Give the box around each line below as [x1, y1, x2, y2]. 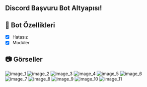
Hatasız [12, 34, 28, 40]
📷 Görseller [5, 55, 43, 64]
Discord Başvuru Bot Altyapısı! [5, 4, 102, 12]
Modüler [12, 40, 30, 46]
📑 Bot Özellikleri [5, 21, 56, 29]
